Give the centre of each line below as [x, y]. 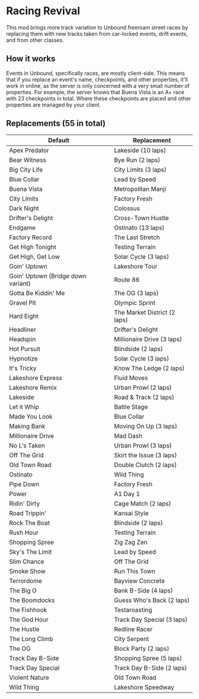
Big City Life [26, 170]
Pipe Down [24, 484]
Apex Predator [29, 150]
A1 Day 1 [127, 494]
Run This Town [135, 571]
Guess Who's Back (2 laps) [152, 600]
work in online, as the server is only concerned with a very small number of [98, 86]
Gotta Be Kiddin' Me [37, 293]
